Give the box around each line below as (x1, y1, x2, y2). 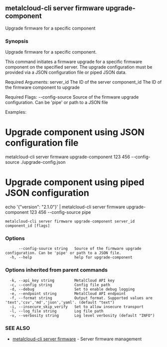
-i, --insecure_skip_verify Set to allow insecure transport (9, 304, 144, 309)
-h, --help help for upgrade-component (9, 255, 133, 260)
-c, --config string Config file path (9, 282, 111, 287)
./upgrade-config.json (20, 159, 66, 165)
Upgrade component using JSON (5, 127, 145, 138)
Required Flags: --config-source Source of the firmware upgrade (5, 94, 139, 100)
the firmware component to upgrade (5, 85, 80, 91)
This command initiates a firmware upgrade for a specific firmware (5, 59, 143, 65)
